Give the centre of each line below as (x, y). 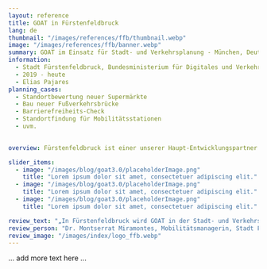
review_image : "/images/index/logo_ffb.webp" (85, 236)
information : (30, 60)
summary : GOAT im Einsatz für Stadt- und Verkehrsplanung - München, (126, 52)
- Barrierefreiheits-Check (60, 112)
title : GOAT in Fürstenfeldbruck (64, 23)
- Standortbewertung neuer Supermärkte (81, 97)
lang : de (23, 30)
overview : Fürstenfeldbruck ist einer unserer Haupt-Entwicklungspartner (133, 148)
